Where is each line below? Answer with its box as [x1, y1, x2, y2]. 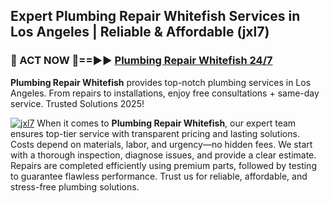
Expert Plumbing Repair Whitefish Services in [10, 8, 301, 25]
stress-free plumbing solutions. [10, 180, 140, 193]
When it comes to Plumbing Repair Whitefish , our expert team [36, 117, 297, 129]
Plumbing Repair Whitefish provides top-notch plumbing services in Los [10, 76, 312, 88]
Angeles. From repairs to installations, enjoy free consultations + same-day [10, 87, 320, 99]
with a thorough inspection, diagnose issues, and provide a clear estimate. [10, 149, 317, 161]
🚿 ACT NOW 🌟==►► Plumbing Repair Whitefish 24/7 [10, 54, 273, 68]
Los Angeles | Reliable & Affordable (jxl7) [10, 24, 270, 41]
